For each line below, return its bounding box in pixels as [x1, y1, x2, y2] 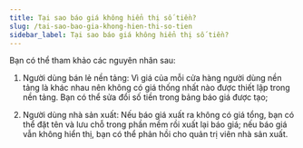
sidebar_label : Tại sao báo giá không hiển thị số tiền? [9, 30, 230, 39]
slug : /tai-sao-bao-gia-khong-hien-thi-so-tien [9, 22, 193, 31]
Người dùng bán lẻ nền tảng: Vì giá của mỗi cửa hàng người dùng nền [22, 73, 283, 84]
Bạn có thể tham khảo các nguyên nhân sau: [9, 55, 176, 66]
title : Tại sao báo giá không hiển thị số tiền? [9, 13, 197, 23]
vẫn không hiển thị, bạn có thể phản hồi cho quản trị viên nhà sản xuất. [22, 129, 288, 140]
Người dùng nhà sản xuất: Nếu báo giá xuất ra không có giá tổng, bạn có [22, 110, 295, 121]
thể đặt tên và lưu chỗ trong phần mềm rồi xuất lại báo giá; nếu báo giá [22, 119, 288, 130]
